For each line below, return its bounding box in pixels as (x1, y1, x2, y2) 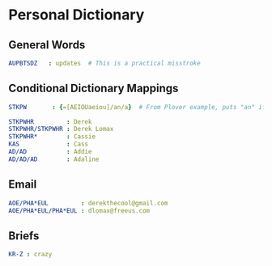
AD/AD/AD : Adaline (8, 155, 100, 163)
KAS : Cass (8, 140, 89, 149)
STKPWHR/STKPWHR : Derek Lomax (8, 125, 114, 133)
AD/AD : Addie (8, 148, 92, 156)
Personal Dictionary (8, 6, 145, 24)
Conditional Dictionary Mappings (8, 82, 179, 95)
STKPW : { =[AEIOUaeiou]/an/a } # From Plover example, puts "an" (8, 103, 255, 111)
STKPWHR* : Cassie (8, 133, 96, 141)
